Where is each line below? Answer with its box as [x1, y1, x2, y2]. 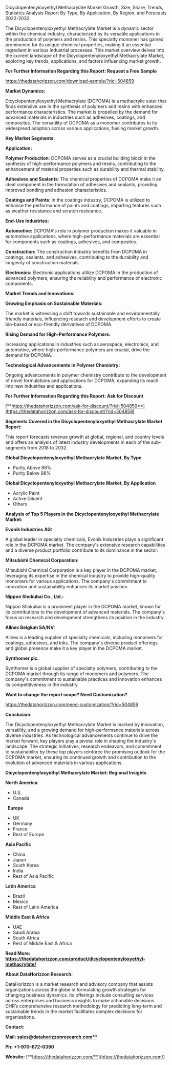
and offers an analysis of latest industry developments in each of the [5, 439, 150, 445]
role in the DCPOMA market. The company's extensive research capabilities [5, 542, 165, 548]
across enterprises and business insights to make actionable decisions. [5, 998, 156, 1003]
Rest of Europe [12, 832, 45, 837]
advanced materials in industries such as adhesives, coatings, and [5, 114, 145, 120]
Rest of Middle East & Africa [12, 941, 72, 946]
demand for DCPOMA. [5, 352, 53, 358]
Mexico [12, 898, 29, 905]
